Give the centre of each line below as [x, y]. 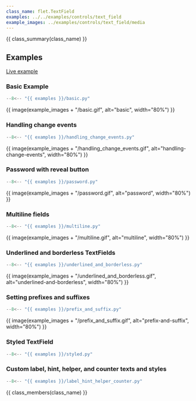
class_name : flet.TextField [40, 11]
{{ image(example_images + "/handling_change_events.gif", [78, 148]
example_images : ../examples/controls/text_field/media [75, 22]
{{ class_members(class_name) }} [47, 392]
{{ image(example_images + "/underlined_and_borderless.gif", [81, 276]
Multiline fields [28, 214]
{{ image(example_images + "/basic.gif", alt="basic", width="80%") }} [91, 110]
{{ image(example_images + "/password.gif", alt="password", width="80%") [98, 193]
